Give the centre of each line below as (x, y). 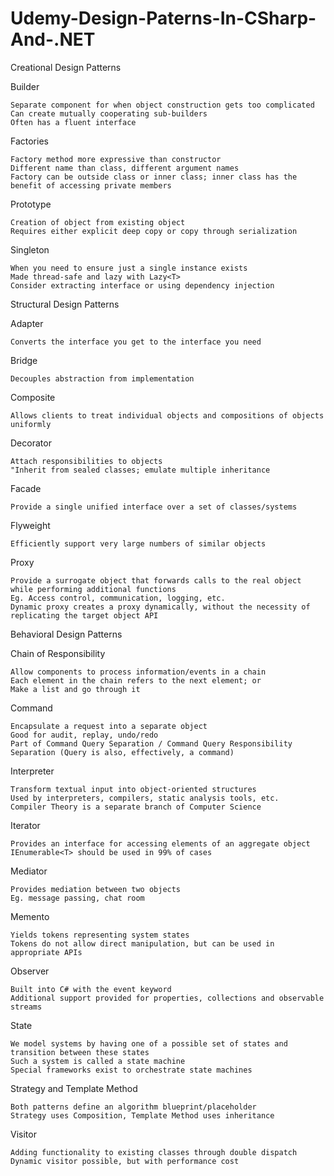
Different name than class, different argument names (125, 168)
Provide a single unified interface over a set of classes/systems (154, 507)
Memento (30, 916)
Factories (29, 141)
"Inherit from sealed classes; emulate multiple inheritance (140, 470)
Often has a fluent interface (73, 122)
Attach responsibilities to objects (86, 461)
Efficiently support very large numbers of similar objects (138, 543)
